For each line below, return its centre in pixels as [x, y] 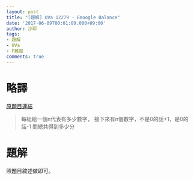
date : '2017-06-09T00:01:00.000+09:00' [56, 23]
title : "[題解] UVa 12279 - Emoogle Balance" [63, 17]
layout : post [23, 12]
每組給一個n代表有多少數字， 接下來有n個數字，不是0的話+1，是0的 [105, 119]
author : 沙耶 [22, 29]
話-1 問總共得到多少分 [48, 126]
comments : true [25, 57]
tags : [13, 34]
